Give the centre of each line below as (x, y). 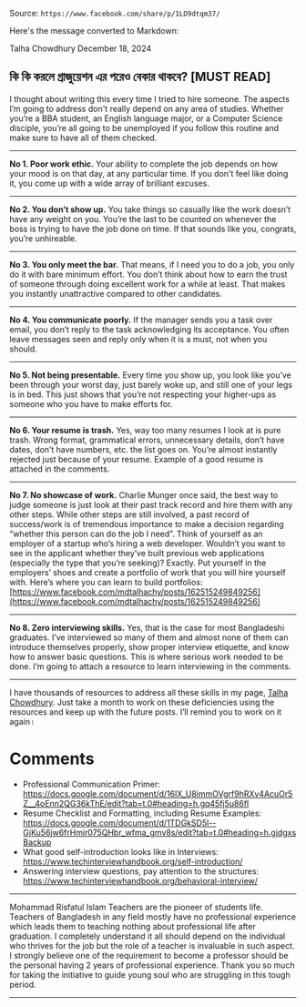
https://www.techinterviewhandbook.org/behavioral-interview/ (140, 880)
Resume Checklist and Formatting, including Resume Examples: (142, 813)
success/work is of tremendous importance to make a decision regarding (147, 524)
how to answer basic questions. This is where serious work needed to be (147, 656)
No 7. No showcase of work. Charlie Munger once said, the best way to (144, 494)
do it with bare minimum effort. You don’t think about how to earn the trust (148, 274)
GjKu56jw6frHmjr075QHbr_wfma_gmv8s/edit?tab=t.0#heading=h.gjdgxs (159, 832)
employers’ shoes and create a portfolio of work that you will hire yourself (148, 572)
